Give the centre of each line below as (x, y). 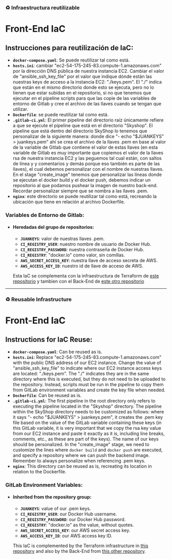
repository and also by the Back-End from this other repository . (79, 551)
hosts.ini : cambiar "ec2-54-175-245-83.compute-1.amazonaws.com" (87, 65)
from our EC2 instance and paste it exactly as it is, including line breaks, (89, 433)
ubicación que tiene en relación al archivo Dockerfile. (69, 202)
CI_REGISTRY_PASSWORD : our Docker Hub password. (73, 520)
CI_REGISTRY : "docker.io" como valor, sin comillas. (73, 255)
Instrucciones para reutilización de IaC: (69, 48)
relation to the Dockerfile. (39, 471)
